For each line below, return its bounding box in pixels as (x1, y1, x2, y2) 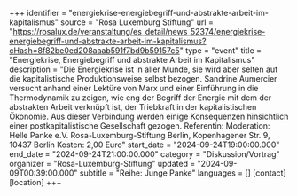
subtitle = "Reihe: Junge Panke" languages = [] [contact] (79, 168, 286, 178)
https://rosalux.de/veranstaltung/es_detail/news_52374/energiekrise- (12, 27, 266, 36)
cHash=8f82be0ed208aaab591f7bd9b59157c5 (9, 45, 180, 56)
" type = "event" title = (179, 45, 262, 56)
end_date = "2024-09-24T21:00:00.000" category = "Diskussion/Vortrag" (9, 149, 281, 159)
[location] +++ (9, 177, 62, 187)
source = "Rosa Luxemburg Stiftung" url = (60, 17, 215, 27)
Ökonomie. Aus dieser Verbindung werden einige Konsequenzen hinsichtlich (9, 111, 289, 122)
